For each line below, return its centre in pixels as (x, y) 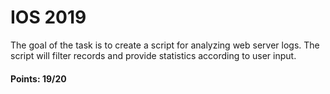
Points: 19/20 (38, 78)
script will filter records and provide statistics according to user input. (153, 55)
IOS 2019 (48, 17)
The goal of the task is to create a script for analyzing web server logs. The (165, 45)
